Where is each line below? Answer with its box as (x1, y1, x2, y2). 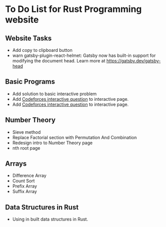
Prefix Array (12, 183, 37, 189)
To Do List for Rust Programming (5, 3, 142, 15)
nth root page (12, 145, 41, 151)
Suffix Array (12, 189, 37, 195)
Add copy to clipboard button (12, 47, 73, 53)
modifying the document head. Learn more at (12, 58, 106, 63)
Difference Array (12, 173, 47, 179)
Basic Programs (5, 77, 56, 86)
